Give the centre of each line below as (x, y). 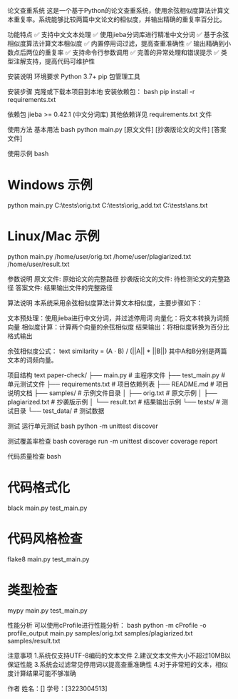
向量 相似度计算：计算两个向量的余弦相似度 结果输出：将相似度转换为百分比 (118, 327)
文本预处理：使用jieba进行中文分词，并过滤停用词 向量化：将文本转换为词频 (118, 318)
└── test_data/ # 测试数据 (66, 410)
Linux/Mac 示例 (53, 236)
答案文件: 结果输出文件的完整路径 (64, 287)
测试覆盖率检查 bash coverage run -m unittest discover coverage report (113, 441)
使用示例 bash (28, 153)
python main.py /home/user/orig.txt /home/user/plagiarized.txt (99, 256)
